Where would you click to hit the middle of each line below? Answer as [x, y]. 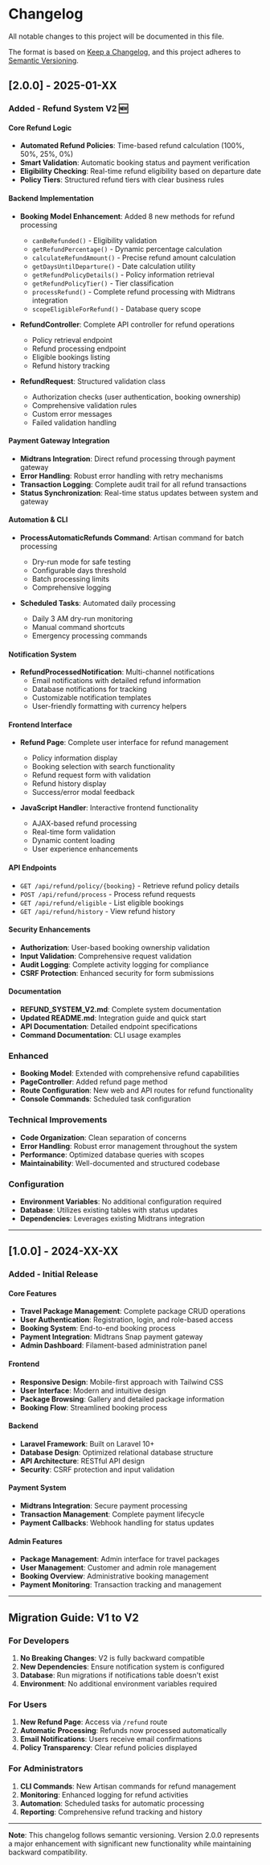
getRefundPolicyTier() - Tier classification [103, 283]
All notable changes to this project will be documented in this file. [117, 36]
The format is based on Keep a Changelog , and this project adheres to [125, 51]
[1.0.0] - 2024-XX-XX [63, 1252]
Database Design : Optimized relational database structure [117, 1452]
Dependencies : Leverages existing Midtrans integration [112, 1218]
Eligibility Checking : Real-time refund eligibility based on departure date [140, 171]
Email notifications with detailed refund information [116, 681]
